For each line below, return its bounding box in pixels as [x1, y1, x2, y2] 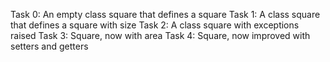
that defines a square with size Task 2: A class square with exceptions [10, 19, 300, 31]
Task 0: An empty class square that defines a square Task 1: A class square [10, 9, 321, 20]
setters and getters [10, 40, 89, 52]
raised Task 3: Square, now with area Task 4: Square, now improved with [10, 30, 311, 41]
